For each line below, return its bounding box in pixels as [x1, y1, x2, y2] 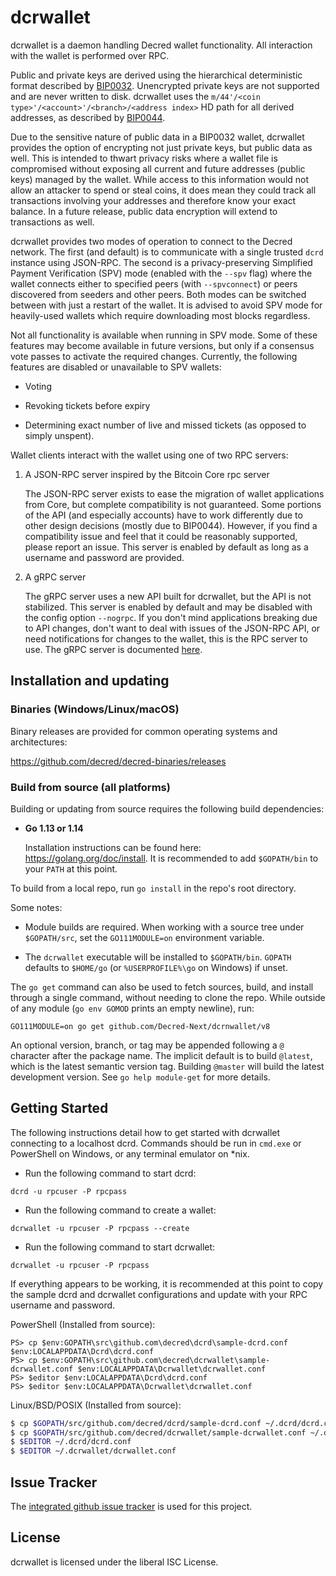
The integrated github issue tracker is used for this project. [10, 1501, 253, 1513]
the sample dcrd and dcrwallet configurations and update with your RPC [10, 1288, 308, 1300]
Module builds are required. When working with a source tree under [24, 921, 305, 933]
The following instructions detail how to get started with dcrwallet [10, 1126, 281, 1138]
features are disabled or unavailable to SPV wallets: [10, 361, 222, 373]
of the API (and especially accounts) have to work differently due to [24, 509, 303, 521]
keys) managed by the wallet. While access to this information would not [10, 173, 310, 185]
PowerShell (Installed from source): [10, 1318, 156, 1330]
